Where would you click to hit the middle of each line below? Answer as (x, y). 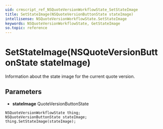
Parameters (23, 92)
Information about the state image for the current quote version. (70, 76)
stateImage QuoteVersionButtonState (50, 103)
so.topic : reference (26, 28)
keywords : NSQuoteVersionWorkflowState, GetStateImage (63, 23)
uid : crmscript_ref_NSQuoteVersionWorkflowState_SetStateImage (72, 10)
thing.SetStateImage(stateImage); (41, 121)
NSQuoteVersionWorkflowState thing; (43, 113)
